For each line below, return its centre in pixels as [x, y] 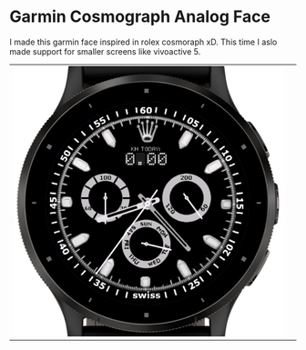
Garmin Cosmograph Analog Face [140, 17]
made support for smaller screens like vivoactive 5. [105, 51]
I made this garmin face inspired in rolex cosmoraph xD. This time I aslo [143, 42]
